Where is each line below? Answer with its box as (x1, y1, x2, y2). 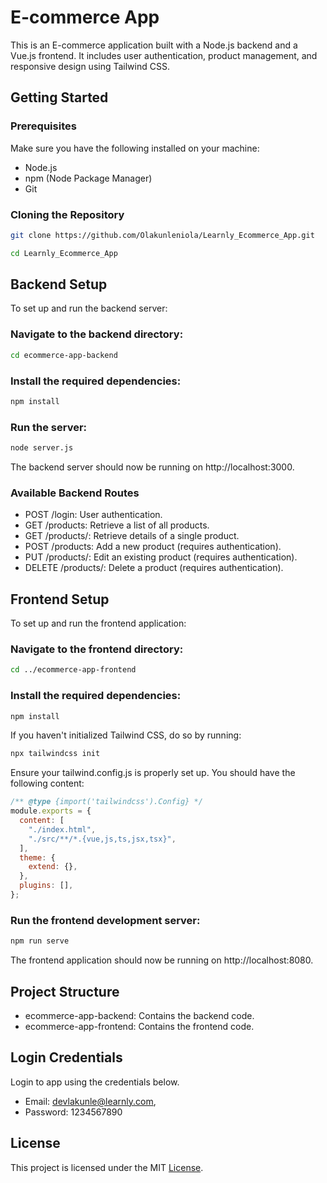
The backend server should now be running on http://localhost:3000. (10, 461, 295, 473)
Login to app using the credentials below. (10, 1076, 180, 1088)
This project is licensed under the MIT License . (10, 1161, 204, 1173)
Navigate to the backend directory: (10, 327, 184, 341)
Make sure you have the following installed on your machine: (10, 142, 260, 154)
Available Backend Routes (10, 486, 140, 500)
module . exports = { (10, 806, 92, 816)
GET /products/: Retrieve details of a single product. (24, 530, 240, 542)
